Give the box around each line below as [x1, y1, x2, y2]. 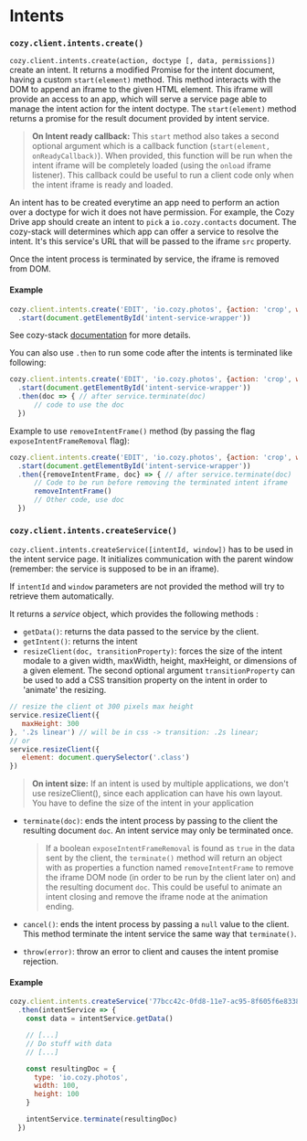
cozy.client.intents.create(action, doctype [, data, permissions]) [9, 57, 276, 66]
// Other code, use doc [33, 496, 125, 505]
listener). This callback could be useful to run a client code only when [31, 170, 294, 181]
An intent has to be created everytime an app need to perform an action [9, 197, 281, 208]
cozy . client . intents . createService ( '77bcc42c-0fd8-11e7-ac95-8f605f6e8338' [9, 997, 304, 1007]
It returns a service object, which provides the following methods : [9, 609, 259, 620]
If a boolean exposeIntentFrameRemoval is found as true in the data [45, 843, 295, 854]
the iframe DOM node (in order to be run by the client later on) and [45, 872, 296, 883]
